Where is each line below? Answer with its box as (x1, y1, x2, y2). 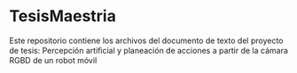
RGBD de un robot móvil (9, 55, 98, 65)
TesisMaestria (9, 6, 117, 26)
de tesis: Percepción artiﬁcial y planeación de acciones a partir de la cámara (9, 45, 288, 55)
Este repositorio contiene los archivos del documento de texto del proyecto (9, 35, 284, 46)
